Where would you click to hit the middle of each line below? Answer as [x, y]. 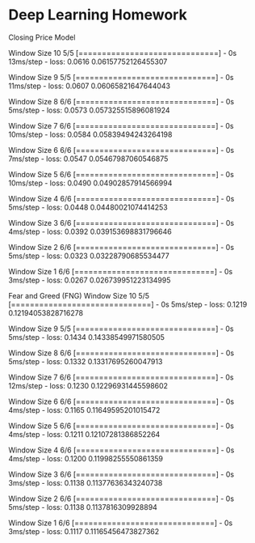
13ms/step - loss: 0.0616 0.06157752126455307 [88, 62]
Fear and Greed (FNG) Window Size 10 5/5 [79, 295]
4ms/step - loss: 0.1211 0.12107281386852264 [84, 434]
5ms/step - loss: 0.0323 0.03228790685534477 [89, 256]
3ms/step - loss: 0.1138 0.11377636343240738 [86, 482]
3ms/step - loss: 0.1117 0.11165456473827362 [84, 531]
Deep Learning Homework [98, 15]
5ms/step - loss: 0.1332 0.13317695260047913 [86, 361]
